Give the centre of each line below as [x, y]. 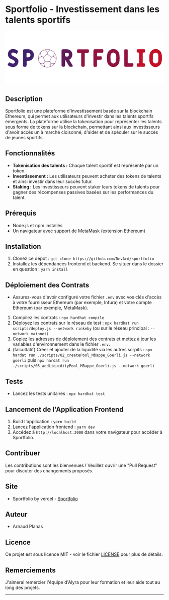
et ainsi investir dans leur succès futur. [53, 181]
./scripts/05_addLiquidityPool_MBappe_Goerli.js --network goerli [83, 366]
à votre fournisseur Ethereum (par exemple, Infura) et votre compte [82, 303]
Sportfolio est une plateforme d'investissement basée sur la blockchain [79, 111]
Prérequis [21, 213]
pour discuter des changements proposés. [49, 470]
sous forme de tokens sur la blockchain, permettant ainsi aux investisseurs [82, 127]
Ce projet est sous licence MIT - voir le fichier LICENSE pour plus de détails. [84, 554]
